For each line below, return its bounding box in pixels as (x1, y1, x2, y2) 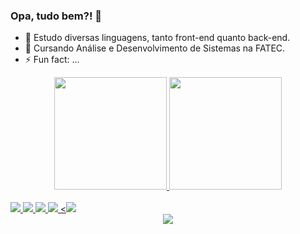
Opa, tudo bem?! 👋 (10, 9, 103, 23)
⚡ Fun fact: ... (24, 54, 80, 66)
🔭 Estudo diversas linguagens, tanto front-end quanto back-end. (24, 32, 291, 44)
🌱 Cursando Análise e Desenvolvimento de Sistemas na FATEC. (24, 42, 286, 54)
